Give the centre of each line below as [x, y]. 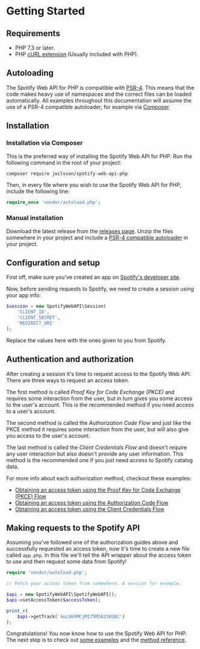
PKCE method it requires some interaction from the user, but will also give [98, 429]
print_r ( [17, 611]
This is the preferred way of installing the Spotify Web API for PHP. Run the [99, 156]
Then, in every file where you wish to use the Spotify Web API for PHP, [94, 185]
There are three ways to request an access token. [68, 380]
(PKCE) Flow [30, 496]
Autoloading [30, 73]
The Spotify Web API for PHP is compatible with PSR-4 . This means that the [100, 87]
